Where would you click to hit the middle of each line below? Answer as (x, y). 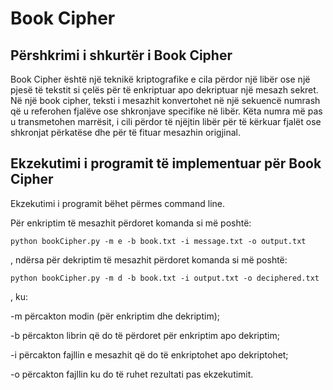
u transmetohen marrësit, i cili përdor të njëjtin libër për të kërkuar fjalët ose (166, 121)
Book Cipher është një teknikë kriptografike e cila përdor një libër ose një (160, 79)
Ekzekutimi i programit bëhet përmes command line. (118, 203)
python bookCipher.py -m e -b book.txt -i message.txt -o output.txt (158, 241)
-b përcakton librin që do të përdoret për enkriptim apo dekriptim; (145, 335)
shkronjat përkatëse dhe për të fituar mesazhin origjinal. (126, 132)
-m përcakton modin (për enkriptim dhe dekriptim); (115, 316)
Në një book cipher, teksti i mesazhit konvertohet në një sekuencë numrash (165, 100)
